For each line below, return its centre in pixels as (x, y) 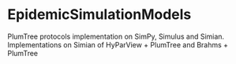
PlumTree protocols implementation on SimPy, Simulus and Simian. (116, 36)
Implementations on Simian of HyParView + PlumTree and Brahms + (118, 44)
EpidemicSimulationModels (99, 15)
